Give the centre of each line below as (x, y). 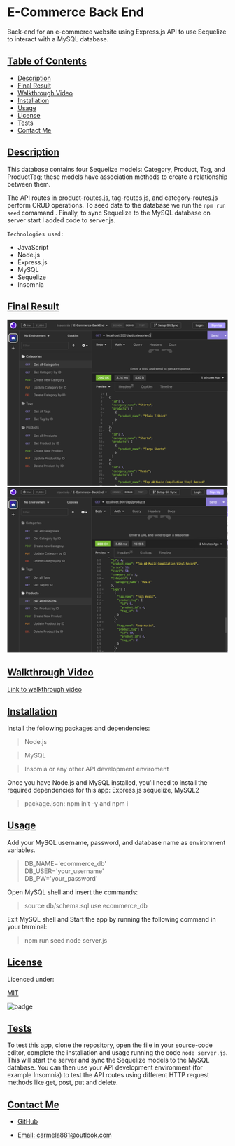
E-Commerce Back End (76, 12)
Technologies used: (36, 234)
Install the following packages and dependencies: (79, 728)
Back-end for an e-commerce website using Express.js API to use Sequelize (117, 32)
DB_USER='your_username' (64, 871)
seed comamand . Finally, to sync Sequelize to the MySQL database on (109, 213)
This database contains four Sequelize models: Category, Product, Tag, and (116, 169)
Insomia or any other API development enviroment (97, 769)
